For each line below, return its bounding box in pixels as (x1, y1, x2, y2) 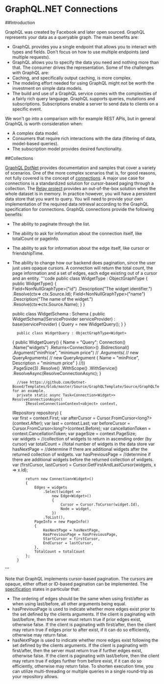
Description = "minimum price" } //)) (12, 360, 86, 366)
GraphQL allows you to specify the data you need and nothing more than (12, 59, 159, 65)
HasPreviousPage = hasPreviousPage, (43, 532, 118, 537)
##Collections (5, 155, 33, 161)
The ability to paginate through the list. (12, 221, 91, 227)
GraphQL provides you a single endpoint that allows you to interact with (12, 44, 157, 49)
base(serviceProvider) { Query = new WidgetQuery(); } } (12, 321, 126, 327)
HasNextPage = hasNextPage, (43, 528, 100, 532)
